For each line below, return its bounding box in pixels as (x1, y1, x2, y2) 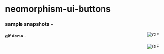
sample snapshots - (5, 21, 54, 28)
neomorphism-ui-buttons (5, 3, 111, 15)
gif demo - (5, 33, 27, 38)
